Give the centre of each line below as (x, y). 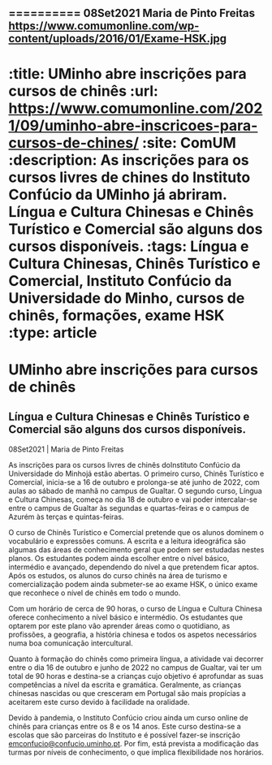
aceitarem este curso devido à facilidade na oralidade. (99, 702)
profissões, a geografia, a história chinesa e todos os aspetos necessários (133, 634)
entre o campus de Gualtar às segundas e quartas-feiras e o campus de (129, 508)
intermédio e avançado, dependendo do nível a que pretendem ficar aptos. (134, 567)
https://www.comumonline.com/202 (136, 108)
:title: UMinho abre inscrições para (127, 73)
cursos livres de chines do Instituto (130, 177)
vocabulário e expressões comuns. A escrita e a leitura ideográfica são (127, 541)
